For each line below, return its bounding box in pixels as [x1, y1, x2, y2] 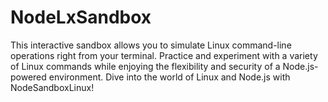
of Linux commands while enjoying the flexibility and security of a [10, 60, 281, 72]
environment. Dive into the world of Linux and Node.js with [48, 71, 291, 83]
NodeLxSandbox [10, 6, 152, 29]
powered [10, 71, 47, 83]
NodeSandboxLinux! [10, 81, 95, 93]
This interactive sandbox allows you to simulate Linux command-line [10, 39, 292, 51]
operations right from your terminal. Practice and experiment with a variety [10, 49, 318, 61]
